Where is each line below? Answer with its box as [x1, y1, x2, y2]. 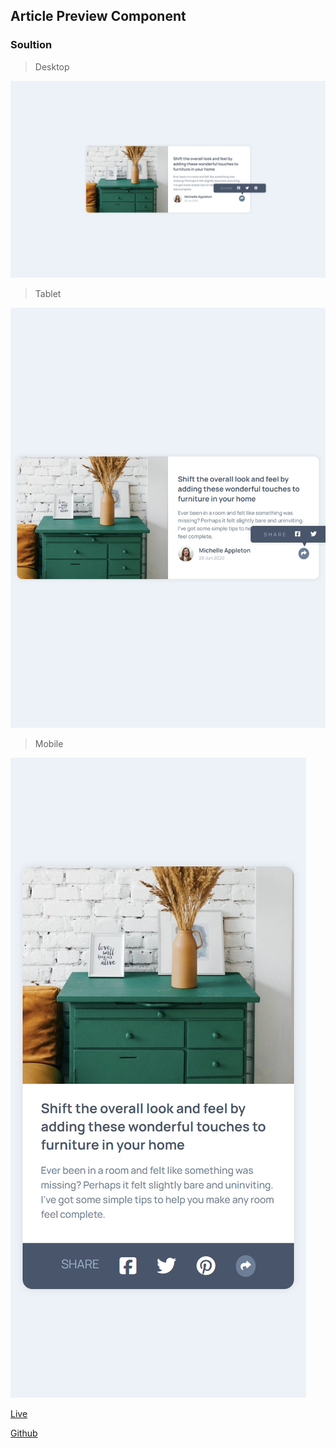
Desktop [34, 60, 70, 73]
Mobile [34, 737, 64, 749]
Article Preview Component [10, 8, 187, 25]
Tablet [34, 287, 62, 299]
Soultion [10, 38, 53, 52]
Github [10, 1427, 38, 1439]
